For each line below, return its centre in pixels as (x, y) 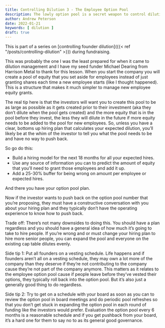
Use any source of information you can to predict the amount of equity (83, 163)
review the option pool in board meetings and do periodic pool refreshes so (82, 299)
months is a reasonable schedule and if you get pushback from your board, (81, 315)
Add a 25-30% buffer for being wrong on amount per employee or (79, 173)
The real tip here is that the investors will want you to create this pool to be (81, 102)
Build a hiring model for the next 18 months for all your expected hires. (83, 158)
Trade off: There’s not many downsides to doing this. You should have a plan (82, 223)
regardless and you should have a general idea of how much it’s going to (79, 228)
